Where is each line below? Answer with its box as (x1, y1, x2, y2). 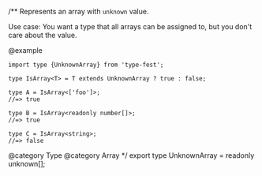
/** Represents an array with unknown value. (8, 7, 149, 16)
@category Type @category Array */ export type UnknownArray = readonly (8, 151, 255, 160)
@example (8, 46, 43, 54)
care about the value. (8, 31, 77, 39)
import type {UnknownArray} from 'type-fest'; (8, 61, 164, 69)
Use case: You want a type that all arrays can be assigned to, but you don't (8, 22, 253, 31)
